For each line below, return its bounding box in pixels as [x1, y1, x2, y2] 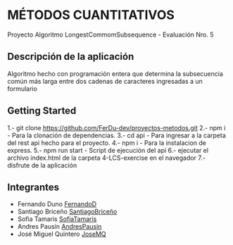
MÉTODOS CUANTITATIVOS [7, 7, 175, 23]
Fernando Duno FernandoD [17, 200, 97, 208]
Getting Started [7, 105, 77, 117]
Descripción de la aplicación [7, 51, 134, 63]
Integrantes [7, 181, 60, 193]
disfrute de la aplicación [7, 161, 77, 169]
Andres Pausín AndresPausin [17, 222, 102, 231]
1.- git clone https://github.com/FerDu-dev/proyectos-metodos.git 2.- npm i [7, 123, 226, 132]
